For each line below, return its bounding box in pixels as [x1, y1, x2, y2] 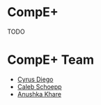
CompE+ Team [7, 52, 94, 68]
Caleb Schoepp [17, 82, 62, 91]
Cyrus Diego [17, 75, 54, 83]
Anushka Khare [17, 90, 61, 98]
